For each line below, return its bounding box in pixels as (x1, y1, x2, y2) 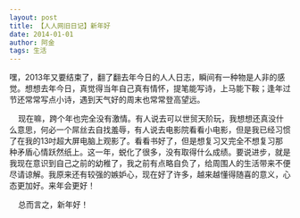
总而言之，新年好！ (17, 199, 89, 210)
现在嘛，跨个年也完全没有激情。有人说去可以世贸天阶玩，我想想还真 (17, 113, 269, 124)
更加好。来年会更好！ (16, 180, 96, 191)
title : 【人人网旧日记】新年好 (9, 21, 111, 30)
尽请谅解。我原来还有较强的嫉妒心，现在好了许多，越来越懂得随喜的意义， (9, 169, 283, 180)
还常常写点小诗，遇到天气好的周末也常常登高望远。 (16, 95, 205, 105)
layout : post (9, 13, 58, 22)
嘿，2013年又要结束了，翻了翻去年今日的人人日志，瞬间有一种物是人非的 (9, 72, 278, 83)
